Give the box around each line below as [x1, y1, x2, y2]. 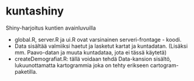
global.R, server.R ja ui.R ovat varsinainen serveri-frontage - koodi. [14, 36, 182, 43]
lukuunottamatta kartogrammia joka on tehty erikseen [14, 62, 149, 69]
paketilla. [14, 68, 38, 75]
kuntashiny [5, 4, 64, 18]
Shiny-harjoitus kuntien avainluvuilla [5, 24, 96, 31]
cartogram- [150, 62, 179, 69]
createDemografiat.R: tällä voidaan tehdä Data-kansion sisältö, [14, 55, 171, 62]
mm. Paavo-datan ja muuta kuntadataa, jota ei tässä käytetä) [14, 48, 167, 56]
